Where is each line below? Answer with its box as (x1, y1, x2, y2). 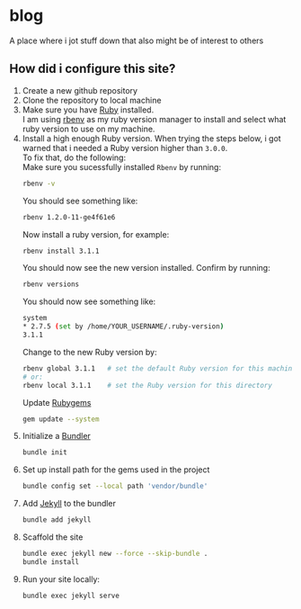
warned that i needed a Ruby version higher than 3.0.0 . (22, 142, 228, 153)
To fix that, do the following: (22, 152, 127, 163)
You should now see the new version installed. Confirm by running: (22, 263, 271, 273)
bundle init (22, 448, 67, 457)
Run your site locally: (22, 573, 101, 585)
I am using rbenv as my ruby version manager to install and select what (22, 113, 287, 124)
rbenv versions (22, 280, 80, 289)
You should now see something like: (22, 296, 156, 307)
